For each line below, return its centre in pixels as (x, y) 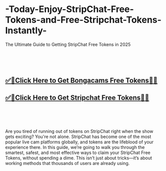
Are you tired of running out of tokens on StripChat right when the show (79, 131)
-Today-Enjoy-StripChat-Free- (70, 9)
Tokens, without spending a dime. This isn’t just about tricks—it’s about (79, 158)
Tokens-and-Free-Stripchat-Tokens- (84, 20)
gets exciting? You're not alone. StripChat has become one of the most (78, 136)
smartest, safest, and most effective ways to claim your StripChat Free (78, 152)
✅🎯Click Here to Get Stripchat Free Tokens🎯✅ (77, 98)
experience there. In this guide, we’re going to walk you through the (75, 147)
